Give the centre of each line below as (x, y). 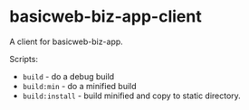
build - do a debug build (68, 76)
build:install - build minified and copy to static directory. (132, 96)
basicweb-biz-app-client (105, 17)
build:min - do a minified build (80, 86)
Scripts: (24, 59)
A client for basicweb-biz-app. (67, 41)
